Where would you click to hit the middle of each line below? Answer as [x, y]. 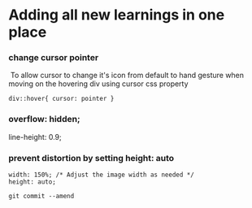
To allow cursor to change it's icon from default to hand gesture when [127, 76]
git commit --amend [41, 197]
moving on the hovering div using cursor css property [98, 84]
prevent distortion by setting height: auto [91, 158]
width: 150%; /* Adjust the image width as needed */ [102, 175]
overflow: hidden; [44, 119]
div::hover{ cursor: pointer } [61, 99]
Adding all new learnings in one [117, 15]
